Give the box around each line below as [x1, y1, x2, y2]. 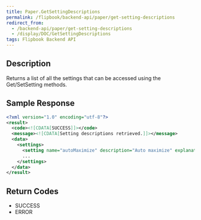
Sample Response [6, 98, 75, 108]
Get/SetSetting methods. [6, 81, 68, 88]
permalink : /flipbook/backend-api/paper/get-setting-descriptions [6, 14, 175, 20]
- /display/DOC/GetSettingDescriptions [11, 31, 111, 37]
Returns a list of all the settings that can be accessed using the [6, 74, 162, 81]
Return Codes [6, 186, 59, 196]
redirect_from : [6, 20, 44, 26]
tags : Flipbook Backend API [6, 36, 77, 42]
